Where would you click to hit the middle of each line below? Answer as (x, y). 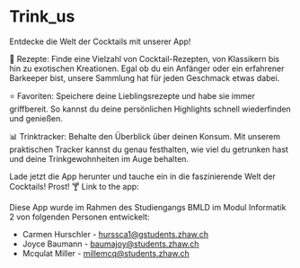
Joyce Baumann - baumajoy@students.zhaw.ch (110, 244)
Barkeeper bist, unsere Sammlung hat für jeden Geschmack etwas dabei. (145, 77)
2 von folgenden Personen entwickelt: (79, 217)
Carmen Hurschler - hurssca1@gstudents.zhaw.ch (115, 234)
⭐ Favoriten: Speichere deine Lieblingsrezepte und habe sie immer (132, 95)
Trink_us (42, 17)
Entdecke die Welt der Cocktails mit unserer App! (100, 41)
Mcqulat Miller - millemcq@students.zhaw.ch (106, 253)
